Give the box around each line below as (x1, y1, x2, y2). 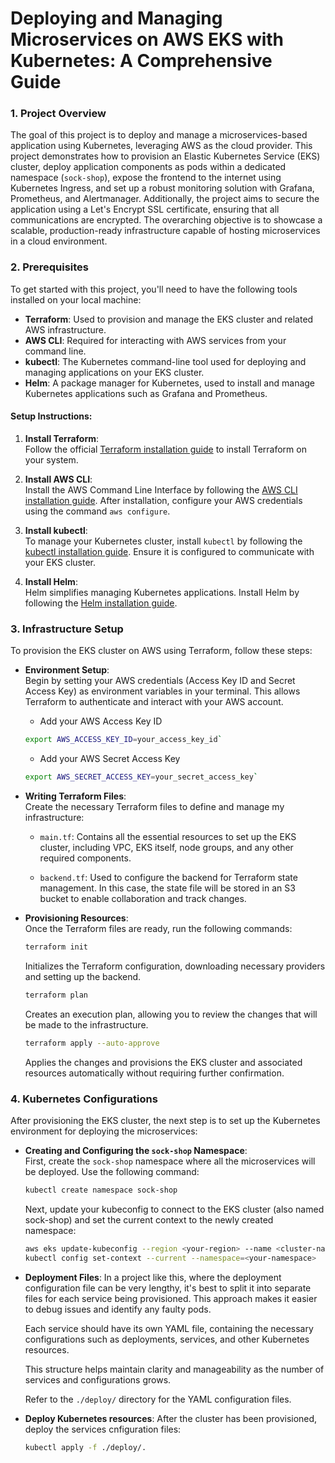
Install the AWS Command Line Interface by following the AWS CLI (24, 483, 298, 496)
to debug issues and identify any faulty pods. (24, 1303, 212, 1315)
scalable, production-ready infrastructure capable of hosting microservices (10, 225, 321, 237)
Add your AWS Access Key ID (39, 715, 163, 727)
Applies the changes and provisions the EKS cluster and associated (24, 1056, 303, 1068)
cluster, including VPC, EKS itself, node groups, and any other (39, 842, 294, 854)
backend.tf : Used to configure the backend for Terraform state (39, 872, 298, 884)
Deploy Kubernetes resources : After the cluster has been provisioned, (24, 1412, 318, 1424)
